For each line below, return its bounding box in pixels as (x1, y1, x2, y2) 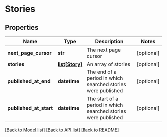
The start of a (86, 95, 119, 102)
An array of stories (86, 61, 131, 68)
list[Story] (57, 61, 83, 68)
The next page (86, 46, 121, 53)
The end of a (86, 68, 117, 75)
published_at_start (7, 105, 53, 111)
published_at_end (7, 78, 51, 85)
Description (95, 38, 124, 45)
